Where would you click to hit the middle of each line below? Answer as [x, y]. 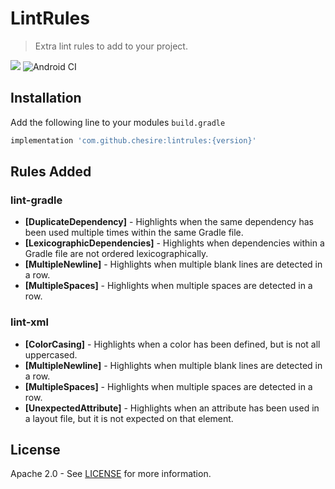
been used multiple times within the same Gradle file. [134, 233]
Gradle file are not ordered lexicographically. [116, 254]
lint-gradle [36, 200]
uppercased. [51, 354]
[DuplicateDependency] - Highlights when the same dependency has [169, 222]
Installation [46, 98]
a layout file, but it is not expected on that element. [129, 418]
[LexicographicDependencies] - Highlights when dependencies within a [174, 243]
